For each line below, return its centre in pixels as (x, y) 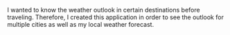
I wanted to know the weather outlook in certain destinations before (104, 10)
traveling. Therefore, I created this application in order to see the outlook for (115, 17)
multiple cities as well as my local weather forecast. (81, 24)
